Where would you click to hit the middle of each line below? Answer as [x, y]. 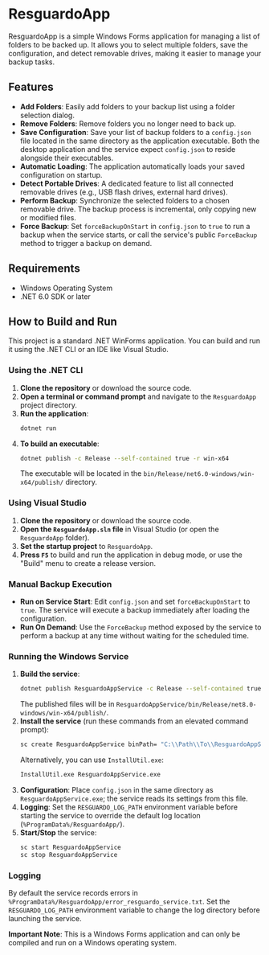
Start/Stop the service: [58, 832]
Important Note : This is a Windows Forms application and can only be [124, 934]
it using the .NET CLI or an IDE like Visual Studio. [88, 350]
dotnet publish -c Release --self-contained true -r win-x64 [124, 458]
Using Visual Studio [47, 503]
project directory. [49, 405]
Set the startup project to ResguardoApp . [86, 546]
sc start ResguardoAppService [71, 847]
